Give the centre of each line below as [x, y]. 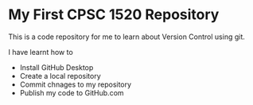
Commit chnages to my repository [76, 84]
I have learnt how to [41, 52]
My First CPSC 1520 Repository [114, 15]
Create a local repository [60, 76]
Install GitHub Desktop [56, 67]
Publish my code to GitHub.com [72, 92]
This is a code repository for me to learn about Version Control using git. [127, 37]
